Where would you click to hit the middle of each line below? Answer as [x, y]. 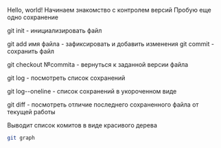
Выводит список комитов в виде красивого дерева [82, 125]
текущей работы [32, 112]
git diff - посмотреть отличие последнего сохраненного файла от [103, 105]
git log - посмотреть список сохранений [66, 78]
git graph [21, 138]
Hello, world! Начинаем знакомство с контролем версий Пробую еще [109, 10]
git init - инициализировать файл [55, 31]
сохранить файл [31, 51]
